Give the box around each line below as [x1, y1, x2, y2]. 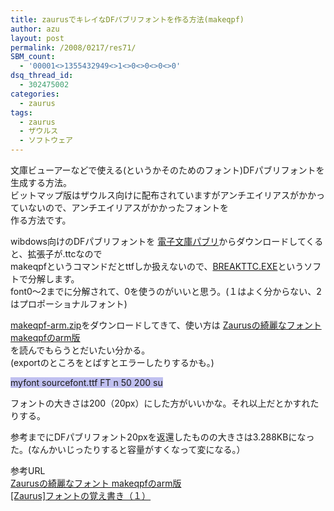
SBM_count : [10, 52, 56, 62]
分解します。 [27, 273, 80, 285]
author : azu [10, 24, 60, 34]
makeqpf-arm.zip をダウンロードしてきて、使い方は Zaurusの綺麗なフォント [10, 319, 322, 331]
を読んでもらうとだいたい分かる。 [10, 344, 151, 356]
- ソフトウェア [19, 136, 74, 146]
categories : [10, 89, 60, 99]
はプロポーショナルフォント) [10, 298, 128, 310]
